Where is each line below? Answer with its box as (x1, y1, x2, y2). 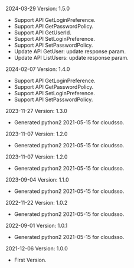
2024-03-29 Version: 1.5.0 (5, 5, 70, 12)
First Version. (14, 257, 47, 263)
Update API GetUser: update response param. (14, 48, 126, 55)
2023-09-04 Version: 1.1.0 (5, 176, 69, 183)
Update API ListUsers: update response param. (14, 54, 129, 61)
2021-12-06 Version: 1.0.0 (5, 245, 68, 252)
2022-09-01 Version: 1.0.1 (5, 222, 68, 229)
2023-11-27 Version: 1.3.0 (5, 108, 67, 114)
